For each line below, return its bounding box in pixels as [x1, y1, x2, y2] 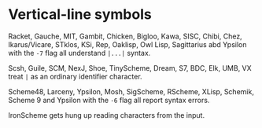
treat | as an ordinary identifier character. [8, 71, 143, 81]
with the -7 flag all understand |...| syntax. [8, 48, 151, 57]
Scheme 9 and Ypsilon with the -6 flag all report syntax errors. [8, 95, 210, 104]
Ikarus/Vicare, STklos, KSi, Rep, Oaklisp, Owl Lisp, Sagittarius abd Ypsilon [8, 39, 247, 49]
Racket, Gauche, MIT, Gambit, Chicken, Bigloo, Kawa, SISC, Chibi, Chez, [8, 31, 242, 41]
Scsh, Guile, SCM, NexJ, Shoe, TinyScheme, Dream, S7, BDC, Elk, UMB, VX [8, 63, 252, 72]
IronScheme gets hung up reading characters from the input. [8, 110, 205, 119]
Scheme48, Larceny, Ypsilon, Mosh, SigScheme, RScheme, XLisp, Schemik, [8, 86, 254, 96]
